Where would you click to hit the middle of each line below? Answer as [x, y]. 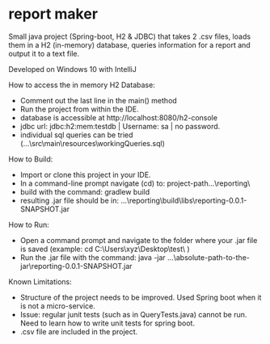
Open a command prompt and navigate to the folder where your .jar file [139, 240]
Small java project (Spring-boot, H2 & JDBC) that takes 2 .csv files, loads [130, 36]
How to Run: [29, 224]
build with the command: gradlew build [85, 191]
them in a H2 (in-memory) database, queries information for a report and [129, 44]
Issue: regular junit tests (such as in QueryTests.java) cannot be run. [133, 314]
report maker [53, 14]
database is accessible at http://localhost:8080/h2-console [119, 117]
